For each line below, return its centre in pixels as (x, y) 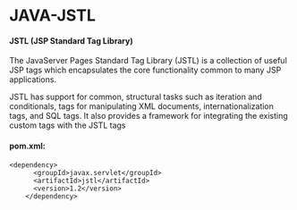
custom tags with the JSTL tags (68, 125)
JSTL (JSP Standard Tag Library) (71, 40)
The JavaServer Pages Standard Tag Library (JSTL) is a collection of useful (148, 61)
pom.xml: (28, 146)
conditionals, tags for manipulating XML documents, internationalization (142, 106)
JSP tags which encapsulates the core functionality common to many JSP (145, 70)
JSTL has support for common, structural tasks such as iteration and (136, 97)
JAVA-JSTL (52, 16)
